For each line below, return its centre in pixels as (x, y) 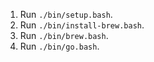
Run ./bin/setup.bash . (66, 14)
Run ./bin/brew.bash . (64, 35)
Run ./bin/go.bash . (59, 46)
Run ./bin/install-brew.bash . (82, 25)
